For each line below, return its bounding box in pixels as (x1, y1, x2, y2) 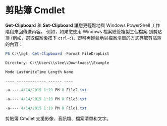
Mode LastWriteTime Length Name (5, 69, 73, 75)
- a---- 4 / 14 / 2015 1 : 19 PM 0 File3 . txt (5, 97, 87, 102)
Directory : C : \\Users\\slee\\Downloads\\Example (5, 60, 109, 66)
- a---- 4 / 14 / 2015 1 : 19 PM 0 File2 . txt (5, 88, 87, 93)
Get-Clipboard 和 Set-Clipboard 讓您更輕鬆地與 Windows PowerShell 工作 (5, 22, 160, 28)
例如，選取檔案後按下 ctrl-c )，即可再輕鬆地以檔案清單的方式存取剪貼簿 (12, 35, 162, 41)
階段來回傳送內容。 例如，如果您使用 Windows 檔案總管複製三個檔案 (5, 28, 148, 34)
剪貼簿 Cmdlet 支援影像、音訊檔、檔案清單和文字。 (5, 115, 112, 121)
